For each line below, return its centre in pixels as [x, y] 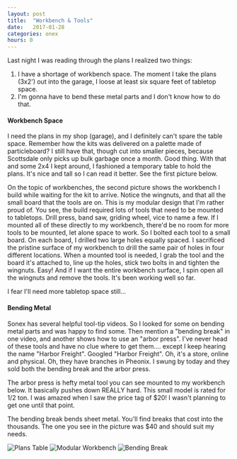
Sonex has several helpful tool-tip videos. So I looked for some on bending [116, 324]
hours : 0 [20, 40]
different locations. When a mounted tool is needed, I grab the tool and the [116, 255]
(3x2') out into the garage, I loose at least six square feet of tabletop [117, 81]
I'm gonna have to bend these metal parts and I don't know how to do [119, 97]
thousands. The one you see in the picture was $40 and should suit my [111, 426]
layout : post [27, 14]
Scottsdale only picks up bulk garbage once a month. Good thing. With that [117, 159]
